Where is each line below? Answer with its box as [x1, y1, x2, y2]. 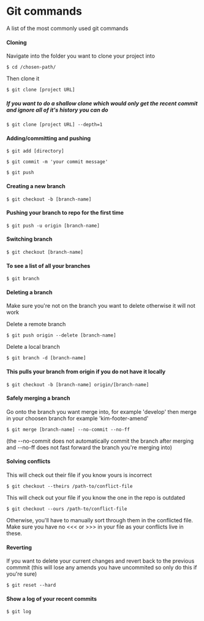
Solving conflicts [6, 458, 51, 465]
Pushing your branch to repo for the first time [6, 209, 124, 216]
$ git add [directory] [6, 148, 64, 154]
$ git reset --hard [6, 582, 56, 589]
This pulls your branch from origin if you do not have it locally [6, 368, 166, 375]
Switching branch [6, 235, 53, 243]
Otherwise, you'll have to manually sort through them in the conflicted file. [6, 516, 194, 524]
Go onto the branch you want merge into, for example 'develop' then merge [6, 408, 197, 415]
